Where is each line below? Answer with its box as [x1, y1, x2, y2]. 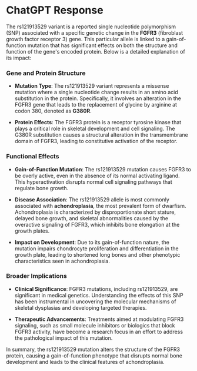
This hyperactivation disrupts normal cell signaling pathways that [14, 178, 172, 185]
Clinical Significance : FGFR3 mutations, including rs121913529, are [14, 285, 178, 292]
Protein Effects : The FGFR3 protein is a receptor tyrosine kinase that [14, 119, 182, 126]
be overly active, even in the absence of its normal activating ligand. [14, 172, 181, 179]
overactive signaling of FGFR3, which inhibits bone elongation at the [14, 221, 180, 228]
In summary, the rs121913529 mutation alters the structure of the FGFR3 [6, 346, 181, 353]
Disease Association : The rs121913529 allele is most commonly [14, 196, 169, 203]
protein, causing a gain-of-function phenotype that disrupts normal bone [6, 352, 182, 359]
